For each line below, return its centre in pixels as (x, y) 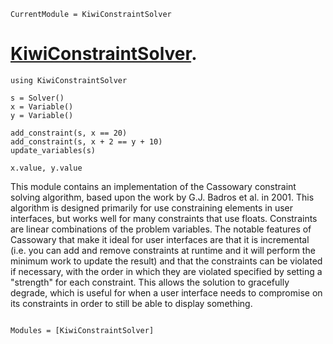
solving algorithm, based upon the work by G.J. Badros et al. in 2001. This (162, 197)
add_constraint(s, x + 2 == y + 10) (86, 141)
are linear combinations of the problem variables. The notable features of (161, 229)
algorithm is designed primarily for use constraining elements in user (152, 207)
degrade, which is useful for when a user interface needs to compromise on (166, 292)
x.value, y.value (46, 168)
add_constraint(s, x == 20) (69, 133)
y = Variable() (42, 115)
